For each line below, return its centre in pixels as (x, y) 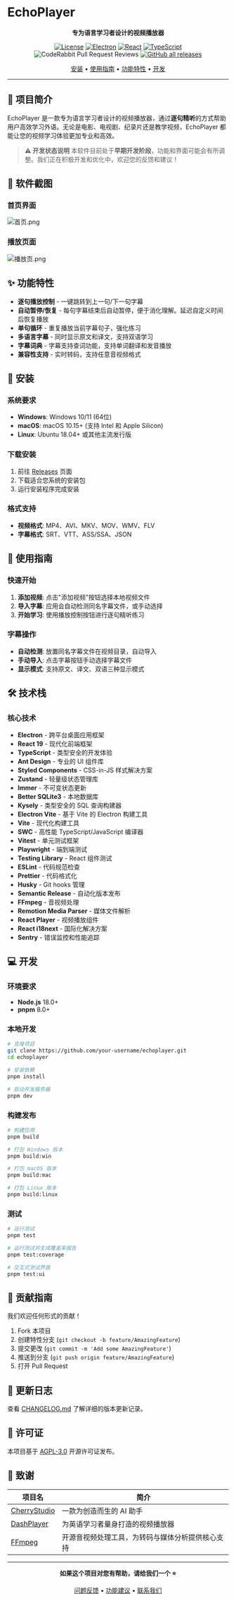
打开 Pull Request (42, 1366)
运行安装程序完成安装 (48, 489)
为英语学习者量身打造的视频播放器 (118, 1524)
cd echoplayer (28, 1057)
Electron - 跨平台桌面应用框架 (61, 735)
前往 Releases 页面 (45, 471)
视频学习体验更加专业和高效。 (74, 135)
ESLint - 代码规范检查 (49, 867)
